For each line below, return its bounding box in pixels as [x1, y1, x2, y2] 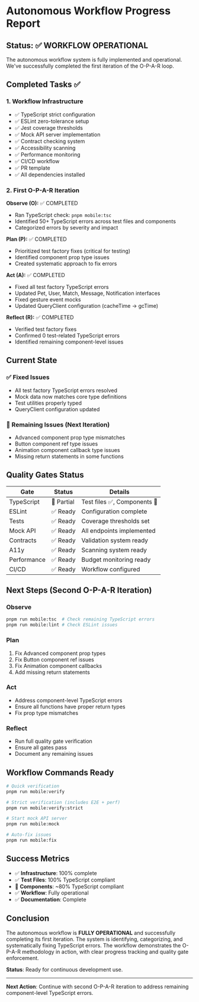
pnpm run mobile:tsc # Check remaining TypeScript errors [6, 616, 155, 622]
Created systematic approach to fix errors [14, 260, 117, 267]
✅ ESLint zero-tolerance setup [14, 117, 89, 125]
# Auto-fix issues [6, 832, 52, 838]
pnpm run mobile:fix [6, 838, 57, 844]
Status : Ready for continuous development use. [6, 966, 123, 973]
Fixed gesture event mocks [14, 295, 81, 303]
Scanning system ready [81, 546, 147, 554]
